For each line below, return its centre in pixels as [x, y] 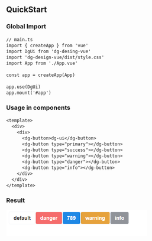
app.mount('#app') [29, 93]
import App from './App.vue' [42, 63]
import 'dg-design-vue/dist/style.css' [55, 57]
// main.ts [20, 40]
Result [16, 200]
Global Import [26, 27]
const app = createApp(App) [41, 75]
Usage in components [38, 108]
